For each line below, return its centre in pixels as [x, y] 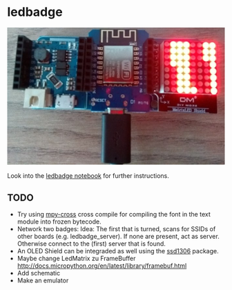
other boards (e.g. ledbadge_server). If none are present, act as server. [118, 237]
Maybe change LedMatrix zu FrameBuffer [76, 259]
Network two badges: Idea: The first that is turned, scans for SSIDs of [116, 229]
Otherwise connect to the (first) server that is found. [91, 244]
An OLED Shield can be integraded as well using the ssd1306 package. [118, 251]
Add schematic [39, 273]
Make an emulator [43, 280]
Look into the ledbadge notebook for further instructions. [88, 176]
